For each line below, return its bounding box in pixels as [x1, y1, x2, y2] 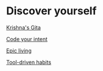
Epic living [6, 47, 32, 54]
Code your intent [6, 35, 48, 42]
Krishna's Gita [6, 24, 41, 31]
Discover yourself [6, 4, 97, 18]
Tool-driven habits [6, 58, 51, 66]
